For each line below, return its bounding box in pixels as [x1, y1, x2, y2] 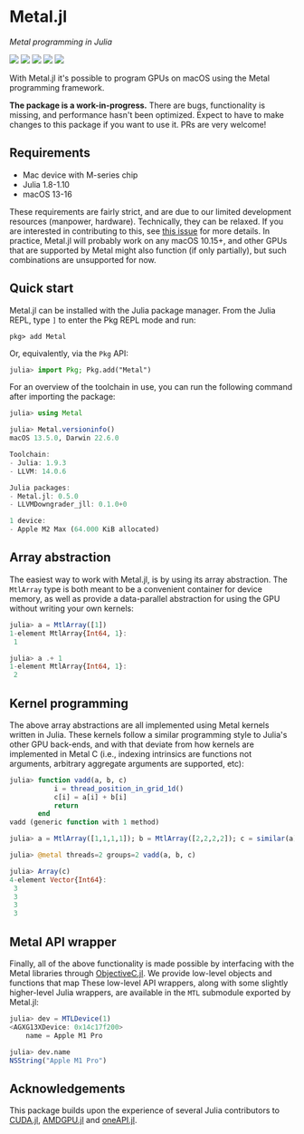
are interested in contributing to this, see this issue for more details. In [9, 225, 270, 237]
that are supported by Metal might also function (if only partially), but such [9, 245, 287, 256]
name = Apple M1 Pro [25, 1031, 103, 1040]
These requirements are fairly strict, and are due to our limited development [9, 206, 292, 217]
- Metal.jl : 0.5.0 [9, 491, 79, 500]
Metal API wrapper [9, 934, 117, 949]
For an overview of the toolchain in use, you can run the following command [9, 382, 293, 393]
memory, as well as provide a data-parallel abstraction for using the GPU [9, 593, 280, 604]
